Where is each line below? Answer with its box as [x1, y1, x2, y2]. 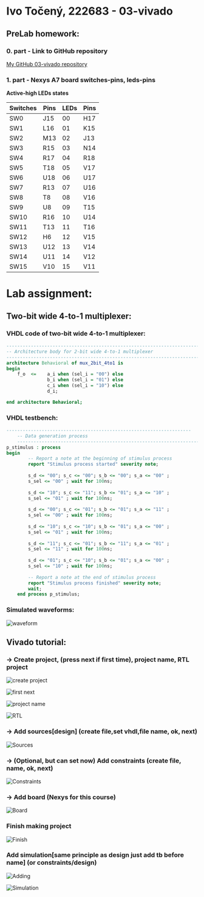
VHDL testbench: [6, 414, 58, 422]
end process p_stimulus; [17, 591, 80, 597]
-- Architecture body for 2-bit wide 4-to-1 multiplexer [6, 348, 154, 355]
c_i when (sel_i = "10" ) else [47, 383, 123, 389]
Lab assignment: [6, 287, 92, 300]
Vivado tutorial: [6, 637, 67, 648]
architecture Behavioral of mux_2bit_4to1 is [6, 360, 123, 366]
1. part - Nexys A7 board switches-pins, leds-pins [6, 75, 156, 84]
